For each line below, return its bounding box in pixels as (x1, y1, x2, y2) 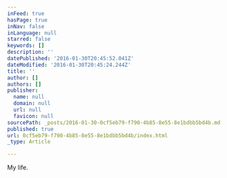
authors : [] (7, 81, 41, 88)
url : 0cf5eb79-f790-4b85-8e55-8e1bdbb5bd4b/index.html (7, 132, 168, 139)
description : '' (7, 49, 54, 56)
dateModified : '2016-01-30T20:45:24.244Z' (7, 61, 131, 68)
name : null (13, 94, 45, 101)
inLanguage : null (7, 29, 57, 37)
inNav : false (7, 23, 45, 30)
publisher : (7, 87, 39, 94)
